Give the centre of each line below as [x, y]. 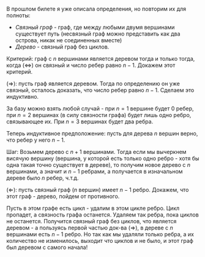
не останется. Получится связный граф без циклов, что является [91, 221]
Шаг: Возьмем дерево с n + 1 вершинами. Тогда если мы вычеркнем [96, 152]
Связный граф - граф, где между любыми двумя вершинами [95, 27]
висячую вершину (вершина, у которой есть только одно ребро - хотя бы [103, 158]
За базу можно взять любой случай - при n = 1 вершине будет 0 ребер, [100, 109]
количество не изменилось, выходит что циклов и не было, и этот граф [100, 241]
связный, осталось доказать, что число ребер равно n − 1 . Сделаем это [100, 90]
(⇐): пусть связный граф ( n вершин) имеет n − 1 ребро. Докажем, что [98, 190]
